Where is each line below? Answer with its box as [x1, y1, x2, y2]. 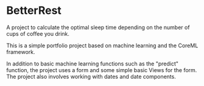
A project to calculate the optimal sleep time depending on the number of [6, 24, 190, 31]
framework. [6, 48, 35, 55]
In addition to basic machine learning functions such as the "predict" [6, 60, 178, 67]
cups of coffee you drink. [6, 30, 70, 37]
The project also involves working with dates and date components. [6, 73, 177, 80]
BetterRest [6, 4, 62, 18]
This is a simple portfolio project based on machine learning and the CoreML [6, 42, 199, 49]
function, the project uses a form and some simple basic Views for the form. [6, 66, 197, 73]
